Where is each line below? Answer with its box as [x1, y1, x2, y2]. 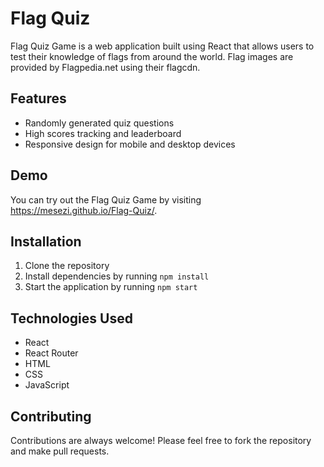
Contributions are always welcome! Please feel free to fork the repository [10, 435, 312, 446]
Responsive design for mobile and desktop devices [24, 138, 236, 150]
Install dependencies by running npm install [24, 270, 210, 282]
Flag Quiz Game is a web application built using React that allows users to [10, 40, 315, 52]
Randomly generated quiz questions [24, 117, 175, 129]
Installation [10, 233, 82, 250]
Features [10, 90, 67, 107]
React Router [24, 347, 79, 359]
